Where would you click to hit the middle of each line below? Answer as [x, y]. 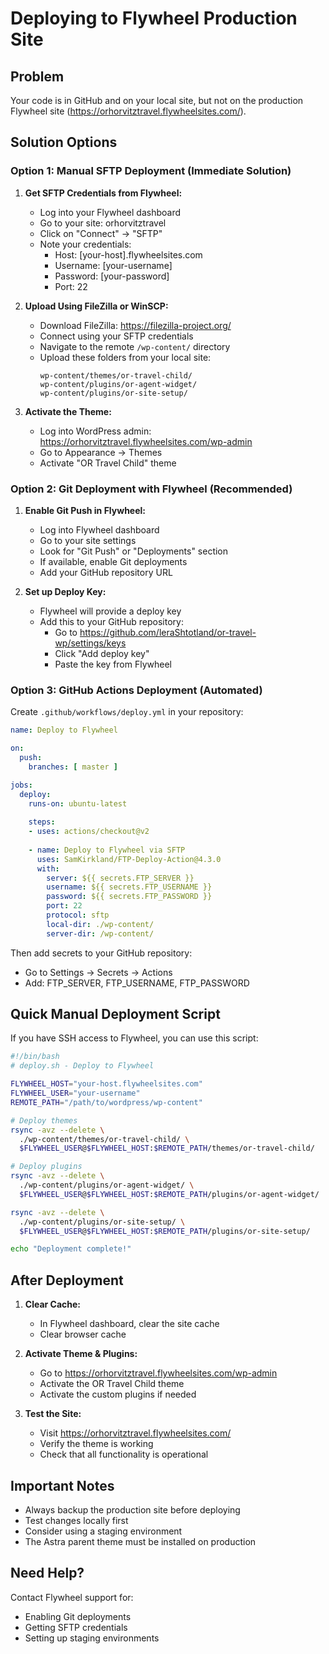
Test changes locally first [76, 1520]
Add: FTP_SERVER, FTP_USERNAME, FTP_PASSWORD [137, 983]
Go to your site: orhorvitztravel [103, 223]
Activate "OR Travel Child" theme [108, 463]
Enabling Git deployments [78, 1616]
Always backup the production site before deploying [132, 1509]
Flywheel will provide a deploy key [110, 611]
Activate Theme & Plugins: [81, 1354]
